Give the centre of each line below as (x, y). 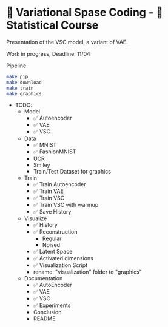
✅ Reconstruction (55, 232)
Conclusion (47, 312)
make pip (17, 76)
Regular (52, 238)
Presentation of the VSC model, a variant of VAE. (67, 42)
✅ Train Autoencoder (59, 184)
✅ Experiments (52, 305)
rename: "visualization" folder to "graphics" (88, 272)
